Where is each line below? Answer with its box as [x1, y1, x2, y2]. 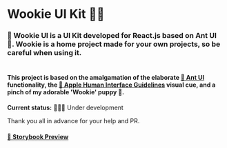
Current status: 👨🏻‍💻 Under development [7, 103, 124, 112]
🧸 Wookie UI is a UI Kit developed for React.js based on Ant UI [7, 31, 217, 41]
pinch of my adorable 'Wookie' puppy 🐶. [7, 88, 125, 96]
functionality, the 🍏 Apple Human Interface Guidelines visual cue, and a [7, 81, 216, 89]
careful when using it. [7, 48, 82, 58]
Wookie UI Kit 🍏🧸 [7, 6, 105, 22]
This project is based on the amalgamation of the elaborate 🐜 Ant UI [7, 74, 205, 82]
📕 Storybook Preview [7, 132, 69, 140]
